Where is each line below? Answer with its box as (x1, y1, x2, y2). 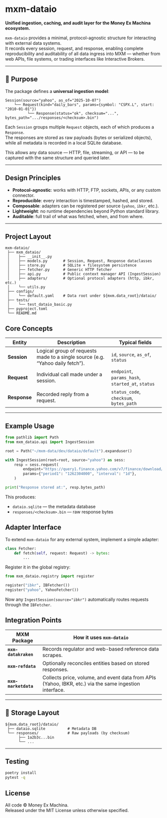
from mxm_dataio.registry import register (5, 574, 94, 579)
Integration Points (5, 616, 62, 625)
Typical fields (119, 339, 152, 346)
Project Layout (5, 232, 51, 241)
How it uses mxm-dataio (73, 634, 129, 641)
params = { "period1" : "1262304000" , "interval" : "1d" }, (23, 471, 137, 477)
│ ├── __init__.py (7, 254, 52, 259)
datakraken (7, 652, 33, 657)
